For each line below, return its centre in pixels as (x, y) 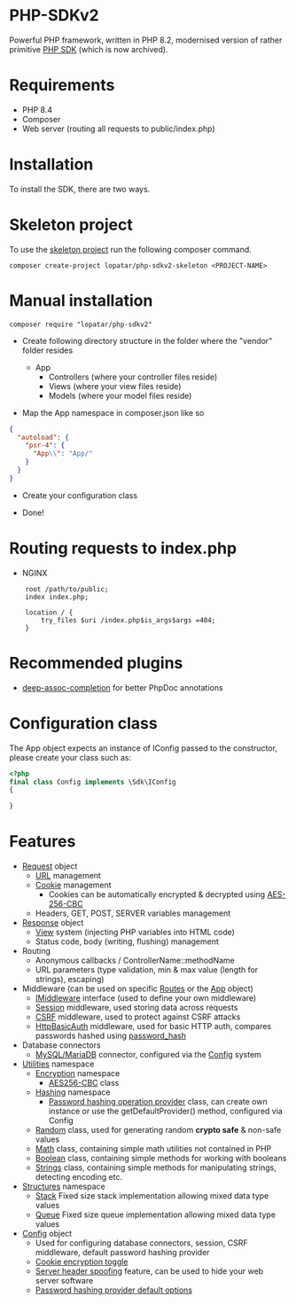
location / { (49, 613)
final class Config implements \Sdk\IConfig (93, 782)
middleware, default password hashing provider (122, 1253)
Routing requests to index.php (123, 548)
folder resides (47, 350)
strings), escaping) (70, 980)
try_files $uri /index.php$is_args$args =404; (129, 620)
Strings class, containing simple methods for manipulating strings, (156, 1167)
